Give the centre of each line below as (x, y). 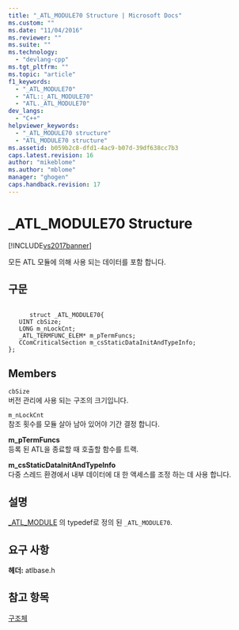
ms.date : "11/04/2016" (46, 30)
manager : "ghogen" (38, 177)
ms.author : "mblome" (42, 170)
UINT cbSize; (40, 322)
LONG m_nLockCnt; (47, 329)
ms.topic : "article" (42, 74)
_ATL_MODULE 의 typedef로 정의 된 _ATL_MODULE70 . (90, 522)
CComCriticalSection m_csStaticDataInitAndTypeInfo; (107, 342)
